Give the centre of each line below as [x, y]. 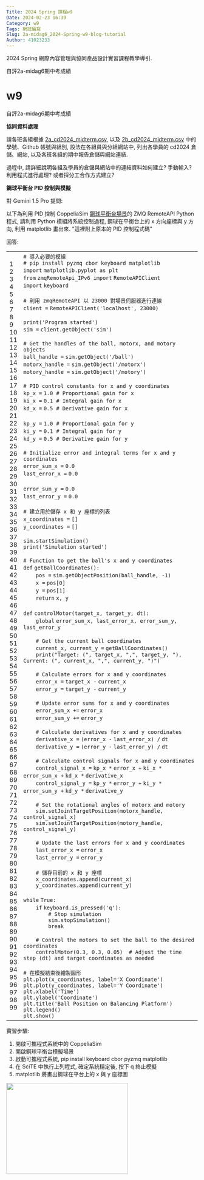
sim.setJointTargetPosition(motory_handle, [100, 823]
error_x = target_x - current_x [81, 681]
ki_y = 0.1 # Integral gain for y [73, 431]
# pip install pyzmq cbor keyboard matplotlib [92, 263]
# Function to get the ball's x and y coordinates [98, 560]
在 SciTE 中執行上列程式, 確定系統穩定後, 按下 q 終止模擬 [86, 1066]
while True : [40, 900]
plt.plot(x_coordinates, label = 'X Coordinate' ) [93, 979]
